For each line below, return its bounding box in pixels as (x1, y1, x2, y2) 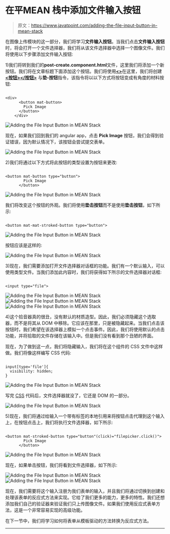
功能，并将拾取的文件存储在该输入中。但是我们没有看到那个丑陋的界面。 (5, 333, 156, 339)
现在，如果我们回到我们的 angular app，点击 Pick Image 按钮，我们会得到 (5, 132, 159, 138)
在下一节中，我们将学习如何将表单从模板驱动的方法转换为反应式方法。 (5, 517, 152, 524)
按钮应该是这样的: (5, 242, 42, 248)
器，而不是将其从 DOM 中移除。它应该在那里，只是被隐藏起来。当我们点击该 (5, 320, 165, 326)
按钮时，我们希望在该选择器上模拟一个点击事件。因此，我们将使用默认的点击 (5, 326, 165, 332)
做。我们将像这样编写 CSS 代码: (5, 350, 72, 356)
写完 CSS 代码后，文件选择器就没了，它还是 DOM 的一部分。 (5, 392, 132, 398)
